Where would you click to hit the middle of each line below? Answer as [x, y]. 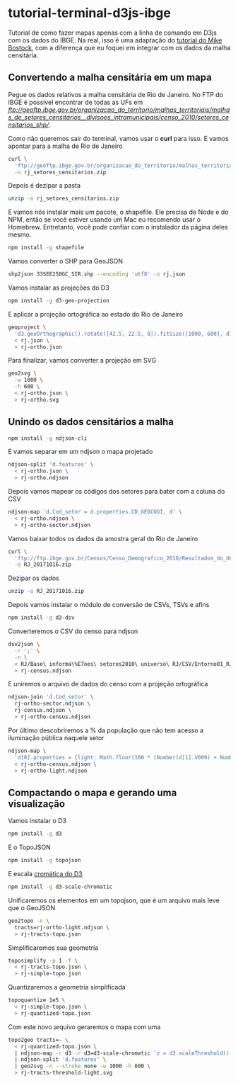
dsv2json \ [24, 645]
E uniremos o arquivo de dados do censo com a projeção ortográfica [108, 684]
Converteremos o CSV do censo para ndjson [73, 631]
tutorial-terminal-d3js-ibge [90, 13]
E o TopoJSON [30, 847]
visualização [37, 804]
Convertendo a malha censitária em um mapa [110, 78]
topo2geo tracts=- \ [38, 1040]
